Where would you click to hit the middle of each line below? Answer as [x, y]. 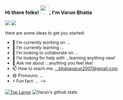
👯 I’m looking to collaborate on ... [45, 53]
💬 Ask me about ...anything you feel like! [52, 63]
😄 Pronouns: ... [28, 76]
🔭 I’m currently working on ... [41, 42]
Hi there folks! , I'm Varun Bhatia [49, 12]
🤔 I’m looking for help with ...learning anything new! [64, 58]
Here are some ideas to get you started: [45, 33]
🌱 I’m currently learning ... [38, 48]
